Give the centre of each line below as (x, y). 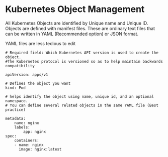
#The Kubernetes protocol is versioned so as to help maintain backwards (84, 61)
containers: (27, 140)
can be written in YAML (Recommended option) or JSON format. (72, 34)
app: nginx (35, 131)
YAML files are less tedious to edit (40, 43)
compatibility (20, 66)
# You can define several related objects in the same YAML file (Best (82, 105)
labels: (22, 127)
